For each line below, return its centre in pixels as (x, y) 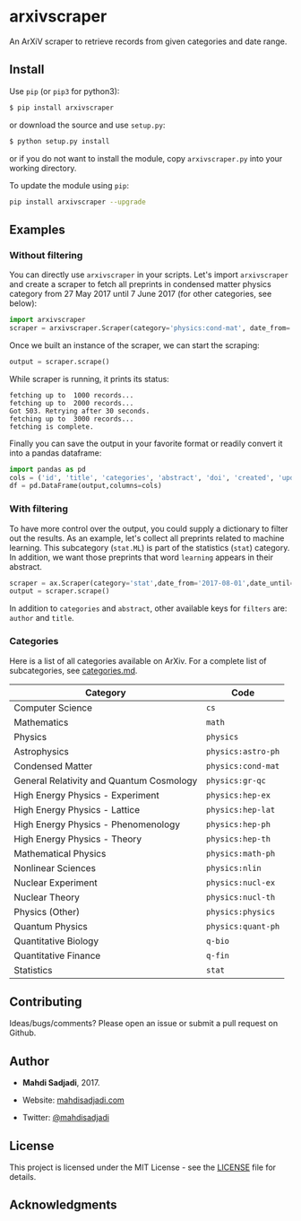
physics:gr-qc (236, 781)
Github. (23, 1033)
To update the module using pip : (69, 185)
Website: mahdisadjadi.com (73, 1100)
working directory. (43, 168)
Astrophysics (41, 751)
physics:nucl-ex (241, 882)
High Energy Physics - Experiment (86, 795)
